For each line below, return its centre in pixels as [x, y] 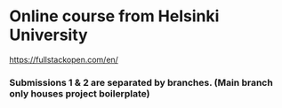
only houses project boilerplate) [80, 93]
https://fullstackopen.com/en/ [64, 59]
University [48, 35]
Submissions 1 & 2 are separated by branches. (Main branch [141, 82]
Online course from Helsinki [114, 16]
